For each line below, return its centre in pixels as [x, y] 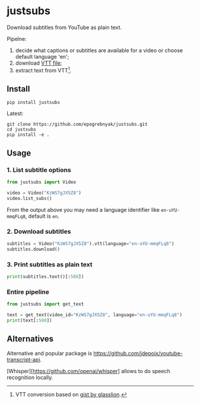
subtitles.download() [34, 249]
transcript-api [23, 360]
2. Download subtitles [39, 231]
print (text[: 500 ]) [29, 320]
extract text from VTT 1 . [43, 69]
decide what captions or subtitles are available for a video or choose [99, 50]
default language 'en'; [42, 56]
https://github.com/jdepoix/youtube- [138, 353]
